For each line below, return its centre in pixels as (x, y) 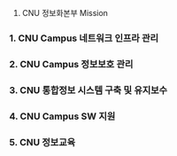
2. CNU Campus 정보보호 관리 (71, 64)
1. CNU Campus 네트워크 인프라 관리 (84, 38)
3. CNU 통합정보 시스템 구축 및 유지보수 (88, 90)
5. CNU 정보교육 (42, 142)
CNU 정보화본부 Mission (65, 13)
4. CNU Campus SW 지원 (62, 116)
